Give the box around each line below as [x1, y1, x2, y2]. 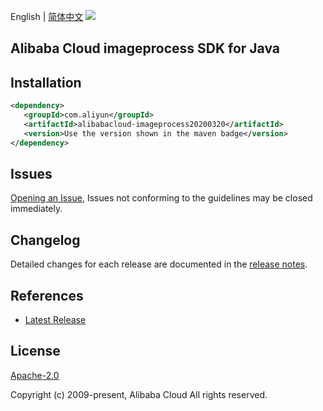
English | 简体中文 [10, 11, 84, 22]
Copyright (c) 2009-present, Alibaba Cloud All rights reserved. [10, 388, 268, 400]
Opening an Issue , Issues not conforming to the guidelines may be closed [10, 192, 313, 204]
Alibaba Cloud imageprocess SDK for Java [10, 40, 281, 57]
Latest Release [24, 314, 87, 326]
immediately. [10, 203, 63, 215]
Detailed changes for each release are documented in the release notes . [10, 258, 308, 270]
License [10, 343, 61, 360]
